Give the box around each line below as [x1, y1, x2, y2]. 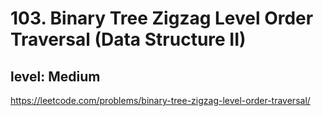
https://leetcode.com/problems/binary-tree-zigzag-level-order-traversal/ [10, 95, 311, 106]
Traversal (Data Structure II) [10, 28, 247, 51]
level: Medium [10, 68, 101, 85]
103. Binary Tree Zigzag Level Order [10, 7, 314, 30]
